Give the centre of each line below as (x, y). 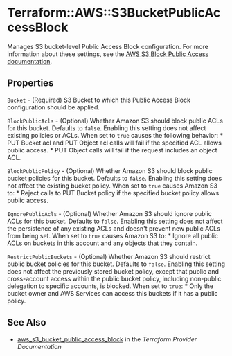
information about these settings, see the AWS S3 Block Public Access (108, 54)
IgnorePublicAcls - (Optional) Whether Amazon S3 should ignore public (110, 213)
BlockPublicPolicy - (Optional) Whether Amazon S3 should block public (110, 170)
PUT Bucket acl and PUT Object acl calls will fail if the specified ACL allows (114, 143)
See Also (27, 322)
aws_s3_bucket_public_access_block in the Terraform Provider (107, 339)
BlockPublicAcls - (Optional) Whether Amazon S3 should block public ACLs (115, 121)
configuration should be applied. (54, 107)
